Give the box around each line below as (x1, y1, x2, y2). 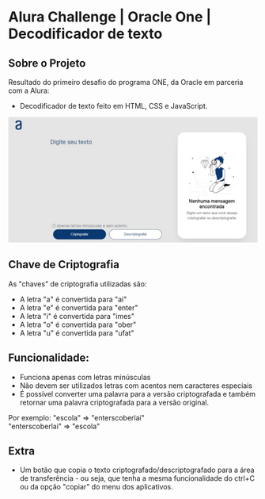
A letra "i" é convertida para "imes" (19, 311, 135, 321)
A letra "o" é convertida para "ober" (19, 320, 137, 329)
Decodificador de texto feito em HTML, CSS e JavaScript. (19, 102, 208, 110)
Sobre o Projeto (8, 56, 86, 70)
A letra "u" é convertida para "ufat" (19, 328, 134, 337)
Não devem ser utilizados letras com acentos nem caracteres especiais (19, 381, 253, 390)
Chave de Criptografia (8, 258, 120, 271)
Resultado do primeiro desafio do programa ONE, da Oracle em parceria (8, 78, 244, 86)
